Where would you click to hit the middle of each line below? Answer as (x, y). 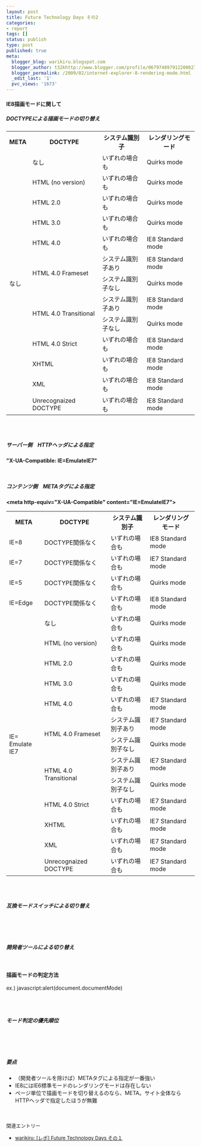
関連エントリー (23, 1126)
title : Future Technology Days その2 (52, 17)
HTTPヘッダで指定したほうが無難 (56, 1100)
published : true (26, 51)
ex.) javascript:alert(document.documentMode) (64, 988)
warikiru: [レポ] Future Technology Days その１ (68, 1138)
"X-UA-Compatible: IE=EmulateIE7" (52, 460)
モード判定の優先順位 (32, 1021)
